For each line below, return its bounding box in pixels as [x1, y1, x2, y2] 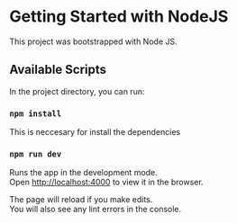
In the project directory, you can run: [9, 85, 145, 96]
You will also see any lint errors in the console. [9, 204, 182, 215]
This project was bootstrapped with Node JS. [9, 36, 178, 47]
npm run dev [9, 148, 62, 159]
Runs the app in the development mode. [9, 167, 158, 178]
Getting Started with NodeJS [9, 6, 229, 27]
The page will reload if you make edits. [9, 194, 153, 205]
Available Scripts [9, 62, 106, 77]
